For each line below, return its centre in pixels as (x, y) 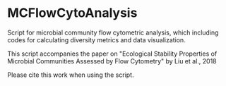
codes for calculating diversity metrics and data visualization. (96, 39)
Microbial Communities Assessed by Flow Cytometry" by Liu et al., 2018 (112, 61)
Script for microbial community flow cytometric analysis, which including (113, 32)
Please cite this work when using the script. (71, 75)
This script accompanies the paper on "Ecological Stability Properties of (112, 54)
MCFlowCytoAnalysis (72, 13)
